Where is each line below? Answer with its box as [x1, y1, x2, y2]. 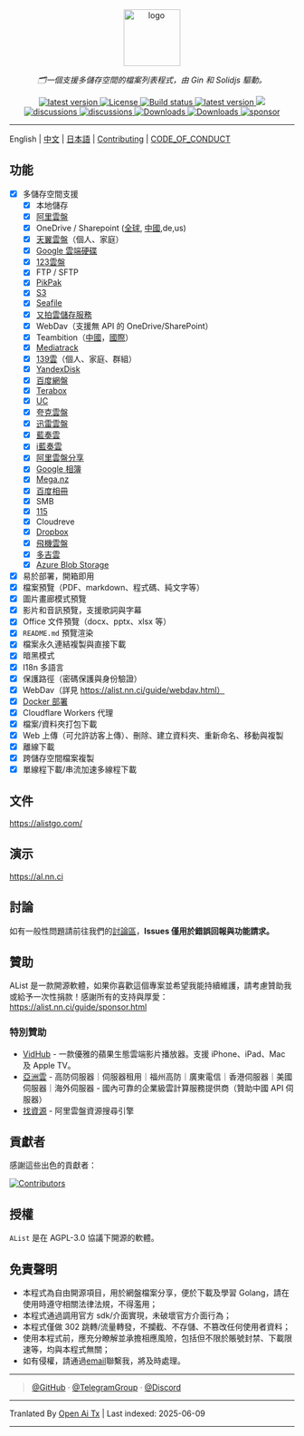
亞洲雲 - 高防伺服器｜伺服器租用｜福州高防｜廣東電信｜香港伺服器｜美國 [22, 1070, 293, 1082]
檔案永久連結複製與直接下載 [22, 639, 127, 650]
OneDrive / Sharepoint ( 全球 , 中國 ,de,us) [35, 222, 187, 233]
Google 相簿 [35, 464, 81, 474]
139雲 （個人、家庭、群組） [35, 353, 138, 364]
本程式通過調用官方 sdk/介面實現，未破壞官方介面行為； [22, 1310, 233, 1321]
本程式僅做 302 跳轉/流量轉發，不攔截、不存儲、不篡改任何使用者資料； [22, 1322, 291, 1333]
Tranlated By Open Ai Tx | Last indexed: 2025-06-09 [9, 1408, 205, 1419]
